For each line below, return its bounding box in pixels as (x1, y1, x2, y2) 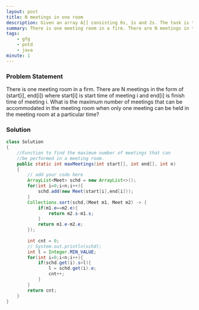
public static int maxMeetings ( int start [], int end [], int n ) (17, 161, 176, 167)
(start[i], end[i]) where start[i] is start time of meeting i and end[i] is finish (6, 92, 185, 99)
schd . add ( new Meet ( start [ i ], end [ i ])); (37, 189, 134, 195)
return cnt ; (27, 288, 57, 293)
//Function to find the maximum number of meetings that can (17, 150, 171, 156)
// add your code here (27, 172, 84, 178)
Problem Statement (6, 72, 63, 80)
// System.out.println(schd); (27, 243, 102, 249)
